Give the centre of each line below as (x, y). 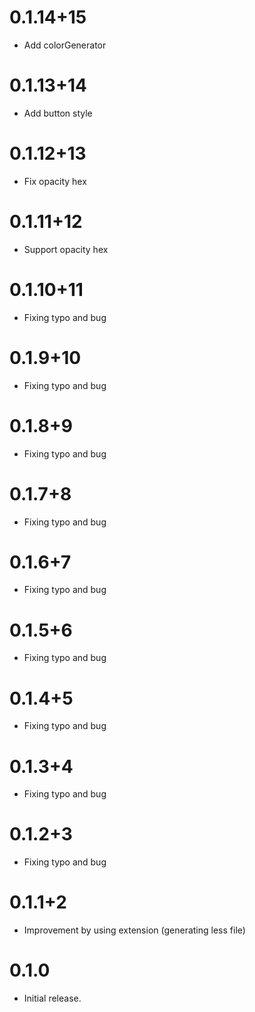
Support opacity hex (66, 249)
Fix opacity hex (55, 181)
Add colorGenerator (65, 45)
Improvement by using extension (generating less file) (134, 930)
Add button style (58, 113)
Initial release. (52, 998)
